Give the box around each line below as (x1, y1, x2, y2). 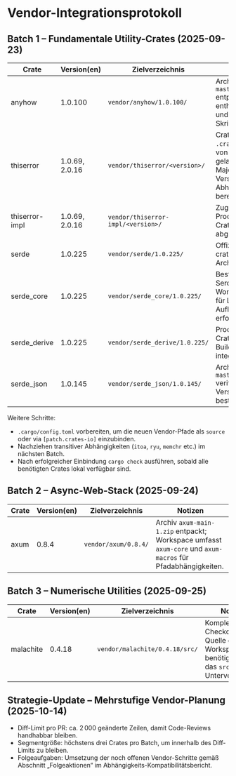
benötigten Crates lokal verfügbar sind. (17, 464, 131, 473)
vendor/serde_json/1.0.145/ (107, 380, 202, 387)
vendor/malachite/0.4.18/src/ (97, 645, 198, 653)
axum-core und (155, 544, 203, 554)
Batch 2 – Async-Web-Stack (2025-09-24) (7, 485, 199, 497)
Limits (17, 746, 35, 755)
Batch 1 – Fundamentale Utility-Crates (7, 33, 176, 45)
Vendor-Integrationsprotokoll (7, 5, 183, 21)
